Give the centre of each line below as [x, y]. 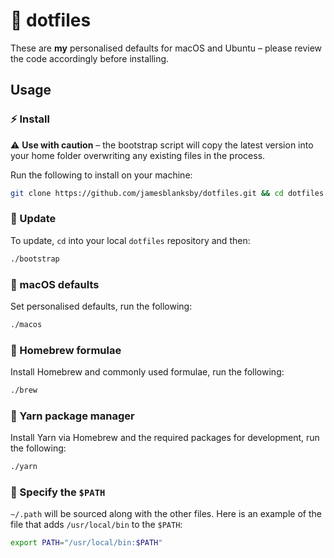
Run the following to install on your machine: [101, 175]
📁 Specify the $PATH [58, 492]
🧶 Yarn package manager [72, 416]
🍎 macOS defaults [55, 284]
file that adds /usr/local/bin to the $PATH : [96, 525]
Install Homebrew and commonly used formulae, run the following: [147, 372]
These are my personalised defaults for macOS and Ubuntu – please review [166, 48]
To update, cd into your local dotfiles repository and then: [130, 240]
